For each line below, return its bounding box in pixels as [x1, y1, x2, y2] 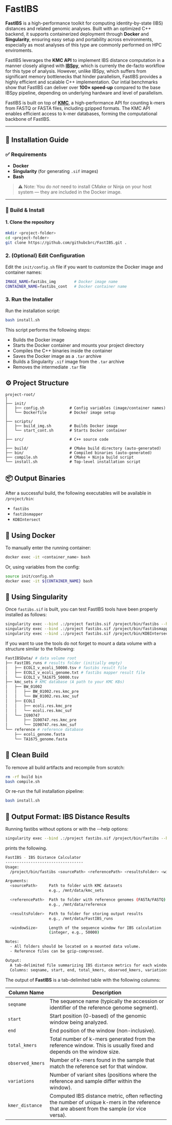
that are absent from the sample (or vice [49, 1105, 146, 1112]
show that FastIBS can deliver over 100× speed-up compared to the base [5, 84, 161, 90]
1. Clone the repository [5, 219, 55, 225]
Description [92, 989, 122, 996]
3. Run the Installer [5, 296, 53, 303]
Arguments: [5, 878, 29, 883]
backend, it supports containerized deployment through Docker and [5, 31, 149, 37]
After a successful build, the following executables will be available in [5, 490, 152, 496]
